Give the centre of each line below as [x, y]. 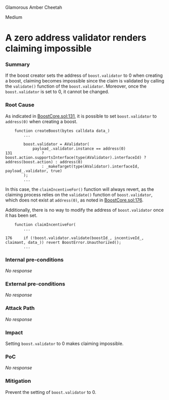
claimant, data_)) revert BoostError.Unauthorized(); [63, 242]
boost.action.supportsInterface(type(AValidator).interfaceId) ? [76, 157]
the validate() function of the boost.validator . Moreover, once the [76, 87]
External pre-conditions [35, 284]
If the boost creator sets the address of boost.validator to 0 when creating [84, 75]
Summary [18, 65]
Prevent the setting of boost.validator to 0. [51, 392]
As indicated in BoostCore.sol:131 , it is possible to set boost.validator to [81, 116]
